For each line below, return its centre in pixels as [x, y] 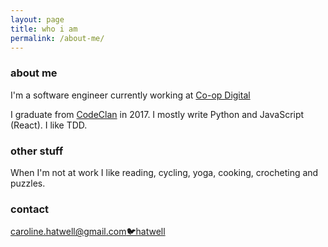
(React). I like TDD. [49, 125]
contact [30, 209]
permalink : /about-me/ [57, 38]
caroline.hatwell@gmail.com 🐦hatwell [88, 232]
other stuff [37, 151]
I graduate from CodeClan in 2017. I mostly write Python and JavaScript [157, 114]
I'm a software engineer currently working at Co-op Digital [130, 95]
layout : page [37, 19]
